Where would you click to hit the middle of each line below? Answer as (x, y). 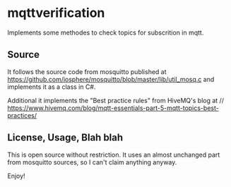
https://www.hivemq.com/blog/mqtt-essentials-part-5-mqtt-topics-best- (113, 108)
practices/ (22, 115)
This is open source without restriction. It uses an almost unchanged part (114, 155)
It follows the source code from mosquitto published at (87, 71)
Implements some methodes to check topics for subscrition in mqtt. (106, 32)
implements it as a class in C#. (52, 87)
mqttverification (56, 13)
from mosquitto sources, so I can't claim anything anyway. (92, 162)
